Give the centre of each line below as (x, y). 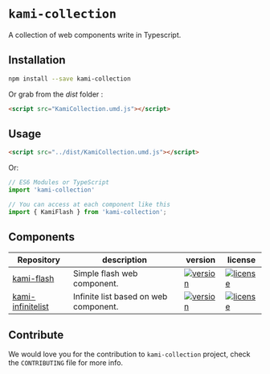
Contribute (36, 335)
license (241, 260)
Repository (39, 260)
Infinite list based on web (120, 296)
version (200, 260)
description (124, 260)
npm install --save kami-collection (70, 79)
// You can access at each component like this (90, 204)
